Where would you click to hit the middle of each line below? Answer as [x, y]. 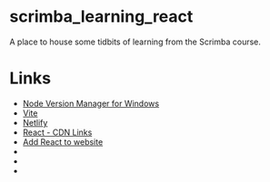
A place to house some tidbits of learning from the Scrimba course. [135, 42]
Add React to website [63, 141]
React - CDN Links [57, 132]
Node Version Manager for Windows [91, 103]
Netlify [35, 122]
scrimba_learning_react [101, 17]
